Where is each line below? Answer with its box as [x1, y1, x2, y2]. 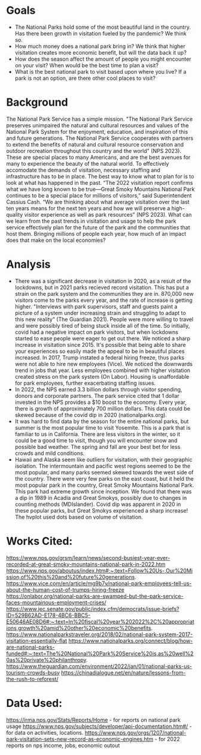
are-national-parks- [6, 643, 55, 651]
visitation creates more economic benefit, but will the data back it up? [14, 49, 187, 56]
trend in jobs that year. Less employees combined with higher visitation [14, 367, 190, 374]
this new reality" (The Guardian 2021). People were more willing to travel [14, 316, 193, 323]
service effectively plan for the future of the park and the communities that [6, 223, 190, 231]
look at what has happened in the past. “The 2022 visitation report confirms [6, 179, 193, 186]
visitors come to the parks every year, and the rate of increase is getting [14, 296, 193, 304]
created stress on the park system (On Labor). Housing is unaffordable [14, 373, 190, 380]
